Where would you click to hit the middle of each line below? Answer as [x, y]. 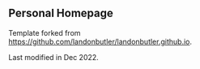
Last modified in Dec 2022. [53, 57]
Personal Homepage [61, 13]
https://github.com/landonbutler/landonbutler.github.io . [100, 41]
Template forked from [45, 32]
